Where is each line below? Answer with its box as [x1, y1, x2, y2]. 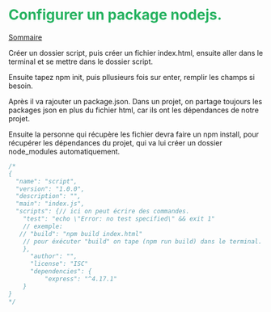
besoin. [8, 81, 34, 91]
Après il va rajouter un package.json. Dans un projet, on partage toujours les [8, 96, 263, 106]
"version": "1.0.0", [15, 184, 85, 193]
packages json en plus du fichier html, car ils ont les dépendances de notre [8, 105, 259, 115]
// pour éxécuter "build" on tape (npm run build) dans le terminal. [23, 237, 263, 246]
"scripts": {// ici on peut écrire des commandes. [15, 208, 190, 216]
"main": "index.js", [15, 200, 85, 208]
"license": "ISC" [29, 260, 89, 268]
